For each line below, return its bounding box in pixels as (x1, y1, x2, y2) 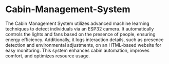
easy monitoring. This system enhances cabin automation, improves (5, 47, 150, 53)
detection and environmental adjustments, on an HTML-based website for (5, 42, 162, 48)
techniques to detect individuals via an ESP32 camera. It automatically (5, 25, 154, 31)
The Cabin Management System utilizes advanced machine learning (5, 20, 150, 26)
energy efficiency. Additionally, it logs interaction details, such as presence (5, 37, 164, 43)
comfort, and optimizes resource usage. (5, 52, 90, 59)
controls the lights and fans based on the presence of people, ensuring (5, 31, 156, 37)
